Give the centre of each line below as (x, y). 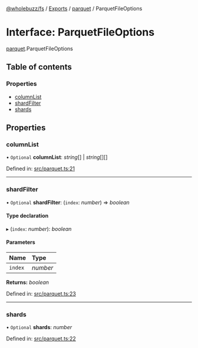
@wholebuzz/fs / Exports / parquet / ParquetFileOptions (74, 9)
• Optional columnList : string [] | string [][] (57, 157)
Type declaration (27, 216)
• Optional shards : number (39, 327)
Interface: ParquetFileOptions (80, 32)
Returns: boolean (27, 283)
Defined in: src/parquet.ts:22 (41, 339)
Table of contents (39, 67)
